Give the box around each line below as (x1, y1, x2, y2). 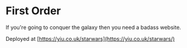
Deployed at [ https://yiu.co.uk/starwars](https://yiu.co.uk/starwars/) (5, 35, 176, 42)
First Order (5, 4, 62, 18)
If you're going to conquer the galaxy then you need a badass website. (5, 24, 182, 31)
